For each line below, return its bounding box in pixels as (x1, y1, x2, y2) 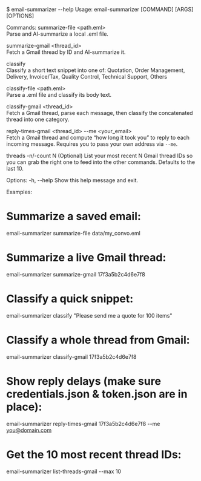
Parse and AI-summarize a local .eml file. (6, 30, 109, 38)
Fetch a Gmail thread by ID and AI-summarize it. (6, 48, 126, 56)
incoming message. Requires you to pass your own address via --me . (6, 140, 178, 148)
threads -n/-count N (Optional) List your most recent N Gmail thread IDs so (6, 152, 193, 159)
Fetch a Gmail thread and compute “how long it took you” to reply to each (6, 134, 189, 141)
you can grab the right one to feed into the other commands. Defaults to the (6, 159, 196, 166)
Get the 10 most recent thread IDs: (6, 448, 182, 461)
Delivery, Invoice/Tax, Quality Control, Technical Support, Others (6, 73, 168, 80)
